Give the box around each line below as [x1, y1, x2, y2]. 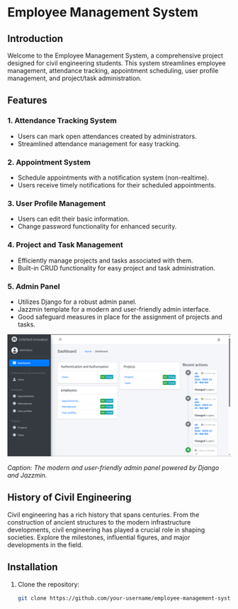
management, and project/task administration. [7, 74, 142, 82]
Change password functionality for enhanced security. [17, 222, 177, 231]
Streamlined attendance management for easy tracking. [17, 139, 181, 148]
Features [7, 94, 47, 106]
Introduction [7, 33, 64, 45]
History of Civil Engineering [7, 491, 132, 504]
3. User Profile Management [7, 198, 106, 208]
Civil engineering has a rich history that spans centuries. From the [7, 510, 200, 519]
